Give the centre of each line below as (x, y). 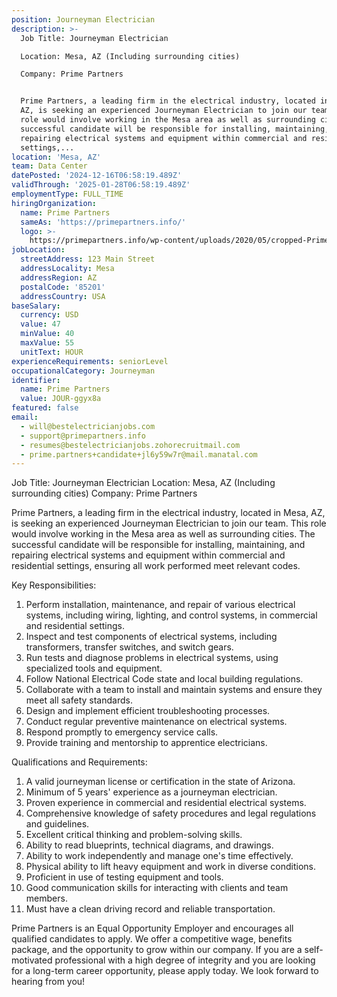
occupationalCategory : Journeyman (83, 371)
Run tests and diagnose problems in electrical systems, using (152, 658)
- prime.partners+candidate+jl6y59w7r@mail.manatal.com (139, 454)
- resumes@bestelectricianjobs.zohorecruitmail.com (130, 445)
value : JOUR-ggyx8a (61, 399)
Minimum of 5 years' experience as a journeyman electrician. (151, 792)
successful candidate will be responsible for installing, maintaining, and (158, 545)
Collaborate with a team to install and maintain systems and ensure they (174, 690)
